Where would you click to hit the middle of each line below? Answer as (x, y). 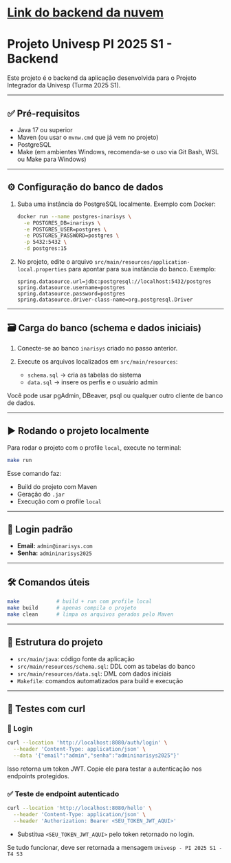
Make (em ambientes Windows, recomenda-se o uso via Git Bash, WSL (118, 152)
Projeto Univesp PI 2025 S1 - (90, 44)
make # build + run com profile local (80, 602)
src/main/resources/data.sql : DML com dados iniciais (94, 674)
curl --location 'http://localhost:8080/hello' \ (80, 808)
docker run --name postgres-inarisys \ (74, 216)
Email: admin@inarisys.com (55, 546)
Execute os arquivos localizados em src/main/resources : (97, 361)
